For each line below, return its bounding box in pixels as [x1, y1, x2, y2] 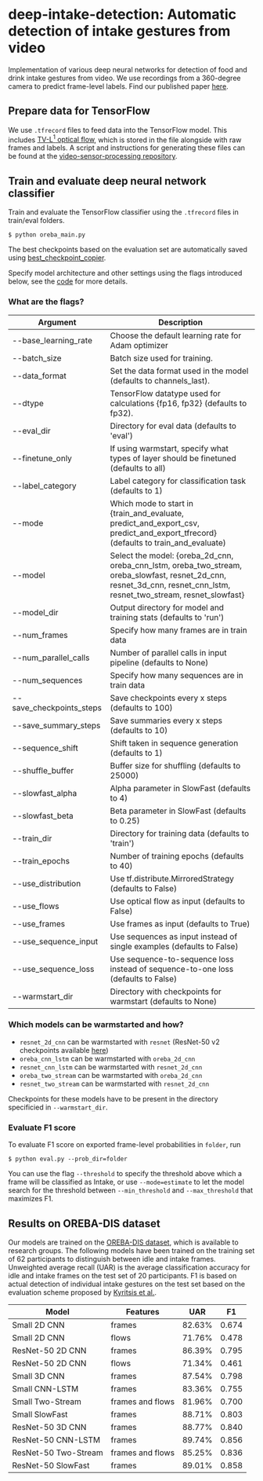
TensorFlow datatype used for [110, 387, 221, 398]
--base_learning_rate [12, 335, 92, 346]
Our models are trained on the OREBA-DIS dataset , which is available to [8, 1237, 239, 1247]
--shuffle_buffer [12, 764, 74, 775]
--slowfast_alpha [12, 787, 77, 798]
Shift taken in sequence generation [110, 737, 239, 748]
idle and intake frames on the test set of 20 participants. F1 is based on [8, 1270, 237, 1280]
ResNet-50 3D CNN [12, 1421, 87, 1432]
